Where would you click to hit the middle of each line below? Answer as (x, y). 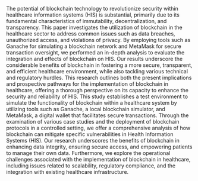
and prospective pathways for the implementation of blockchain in (87, 84)
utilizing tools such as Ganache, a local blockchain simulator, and (86, 109)
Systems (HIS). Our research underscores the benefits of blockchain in (93, 140)
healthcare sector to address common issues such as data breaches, (91, 34)
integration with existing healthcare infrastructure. (67, 172)
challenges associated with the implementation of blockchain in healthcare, (98, 159)
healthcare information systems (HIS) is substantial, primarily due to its (93, 15)
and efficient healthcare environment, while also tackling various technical (97, 71)
